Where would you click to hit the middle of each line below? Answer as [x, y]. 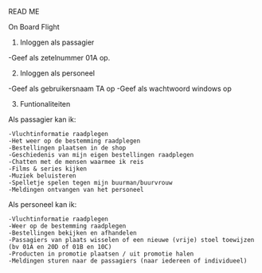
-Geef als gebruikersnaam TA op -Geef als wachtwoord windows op [120, 88]
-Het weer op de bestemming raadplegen [74, 141]
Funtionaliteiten [45, 104]
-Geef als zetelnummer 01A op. [59, 58]
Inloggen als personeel [57, 73]
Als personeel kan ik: [43, 205]
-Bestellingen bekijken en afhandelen [72, 233]
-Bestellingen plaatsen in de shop [67, 148]
